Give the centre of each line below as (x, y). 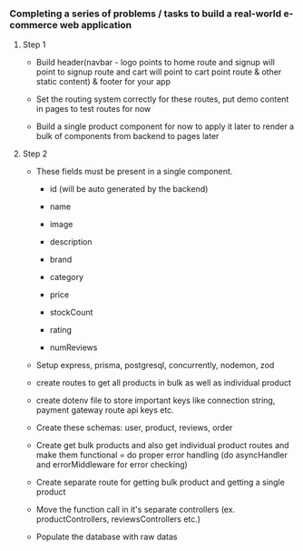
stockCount (71, 313)
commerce (34, 25)
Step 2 (35, 154)
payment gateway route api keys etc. (105, 410)
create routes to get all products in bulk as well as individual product (164, 383)
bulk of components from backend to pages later (127, 136)
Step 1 (34, 45)
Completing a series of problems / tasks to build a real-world (146, 14)
